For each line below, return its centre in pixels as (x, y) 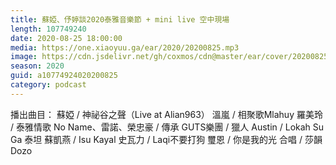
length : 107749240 (48, 29)
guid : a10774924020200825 (64, 76)
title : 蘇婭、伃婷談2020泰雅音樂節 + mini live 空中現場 (120, 19)
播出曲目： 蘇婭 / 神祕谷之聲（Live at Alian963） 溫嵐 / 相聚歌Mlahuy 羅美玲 (166, 114)
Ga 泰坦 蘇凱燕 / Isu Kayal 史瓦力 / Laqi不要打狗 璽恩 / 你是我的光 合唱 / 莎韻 (166, 139)
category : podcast (48, 85)
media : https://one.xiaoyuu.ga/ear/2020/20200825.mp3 (125, 47)
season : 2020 (37, 66)
